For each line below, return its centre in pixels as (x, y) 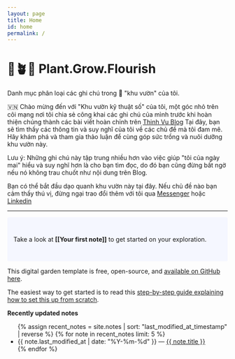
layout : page (26, 14)
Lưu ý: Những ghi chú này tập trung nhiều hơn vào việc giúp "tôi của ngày (114, 158)
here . (15, 279)
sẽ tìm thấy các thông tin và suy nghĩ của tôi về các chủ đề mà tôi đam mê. (115, 129)
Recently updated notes (43, 313)
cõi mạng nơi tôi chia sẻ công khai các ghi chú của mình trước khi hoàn (109, 115)
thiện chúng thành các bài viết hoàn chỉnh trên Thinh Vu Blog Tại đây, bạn (114, 122)
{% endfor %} (37, 349)
